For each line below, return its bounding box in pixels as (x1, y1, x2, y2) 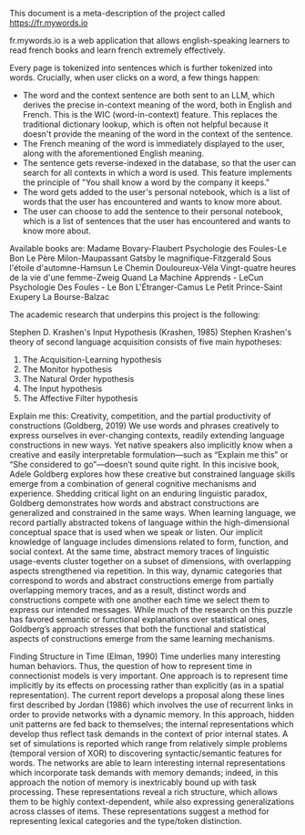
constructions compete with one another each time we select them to (9, 594, 270, 605)
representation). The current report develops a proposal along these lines (9, 690, 285, 700)
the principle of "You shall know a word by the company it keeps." (22, 177, 270, 188)
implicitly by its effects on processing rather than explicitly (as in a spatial (9, 680, 284, 691)
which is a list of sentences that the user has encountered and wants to (22, 216, 291, 226)
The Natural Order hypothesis (22, 374, 135, 384)
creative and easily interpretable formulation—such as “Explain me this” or (9, 449, 289, 459)
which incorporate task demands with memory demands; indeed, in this (9, 768, 279, 778)
